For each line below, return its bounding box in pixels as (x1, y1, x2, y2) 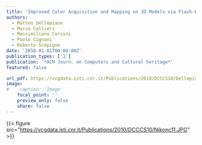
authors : (6, 14, 28, 20)
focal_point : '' (17, 92, 58, 98)
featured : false (6, 64, 47, 71)
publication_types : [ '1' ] (6, 53, 71, 59)
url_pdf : (6, 75, 28, 81)
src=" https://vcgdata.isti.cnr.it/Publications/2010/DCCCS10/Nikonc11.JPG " (6, 126, 191, 133)
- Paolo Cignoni (11, 37, 52, 43)
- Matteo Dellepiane (11, 20, 63, 26)
